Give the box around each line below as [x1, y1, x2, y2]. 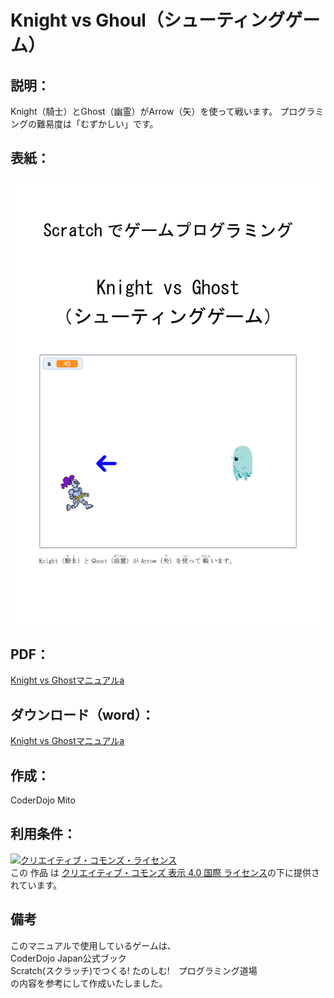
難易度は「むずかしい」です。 [36, 118, 159, 130]
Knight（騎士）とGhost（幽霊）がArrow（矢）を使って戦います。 [10, 106, 278, 117]
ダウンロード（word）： [10, 706, 155, 723]
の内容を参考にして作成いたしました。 [10, 977, 168, 989]
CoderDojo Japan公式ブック [10, 952, 127, 964]
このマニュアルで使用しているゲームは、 [10, 939, 177, 951]
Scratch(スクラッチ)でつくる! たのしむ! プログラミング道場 [10, 964, 258, 976]
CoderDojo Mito [10, 794, 76, 806]
